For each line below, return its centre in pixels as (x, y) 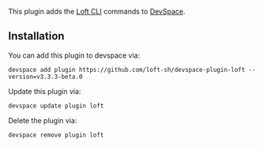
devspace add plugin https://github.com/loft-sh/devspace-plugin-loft (127, 70)
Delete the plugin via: (43, 120)
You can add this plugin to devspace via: (74, 55)
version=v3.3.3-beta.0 (45, 77)
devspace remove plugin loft (56, 135)
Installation (36, 36)
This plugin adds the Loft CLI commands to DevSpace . (97, 11)
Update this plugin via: (45, 91)
